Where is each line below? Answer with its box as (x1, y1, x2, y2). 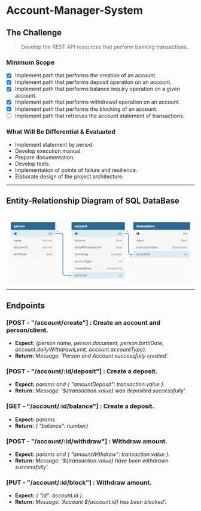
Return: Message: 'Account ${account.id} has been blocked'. (14, 498, 167, 506)
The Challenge (6, 28, 62, 38)
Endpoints (6, 300, 45, 310)
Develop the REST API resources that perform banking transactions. (20, 43, 188, 50)
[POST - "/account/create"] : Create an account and (6, 318, 160, 326)
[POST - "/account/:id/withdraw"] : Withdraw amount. (6, 437, 167, 445)
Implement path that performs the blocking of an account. (14, 105, 158, 113)
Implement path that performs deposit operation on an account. (14, 78, 172, 86)
